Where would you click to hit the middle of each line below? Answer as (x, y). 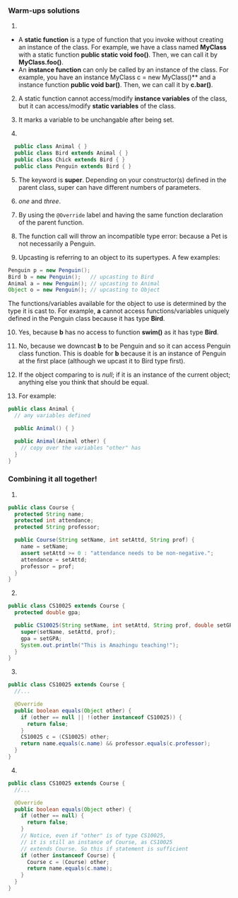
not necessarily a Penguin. (57, 244)
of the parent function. (51, 222)
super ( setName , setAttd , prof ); (68, 632)
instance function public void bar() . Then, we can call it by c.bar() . (115, 85)
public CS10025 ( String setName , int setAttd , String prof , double (114, 625)
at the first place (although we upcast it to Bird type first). (102, 361)
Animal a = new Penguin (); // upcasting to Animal (84, 283)
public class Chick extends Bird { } (70, 160)
